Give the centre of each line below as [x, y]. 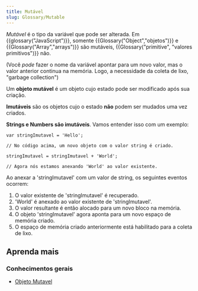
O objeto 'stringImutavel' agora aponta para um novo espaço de [93, 214]
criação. [16, 95]
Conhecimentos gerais [39, 268]
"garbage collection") [33, 77]
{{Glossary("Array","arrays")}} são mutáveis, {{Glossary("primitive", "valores [99, 47]
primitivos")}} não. [29, 53]
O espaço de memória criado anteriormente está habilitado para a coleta [103, 227]
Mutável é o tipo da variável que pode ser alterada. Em [73, 34]
